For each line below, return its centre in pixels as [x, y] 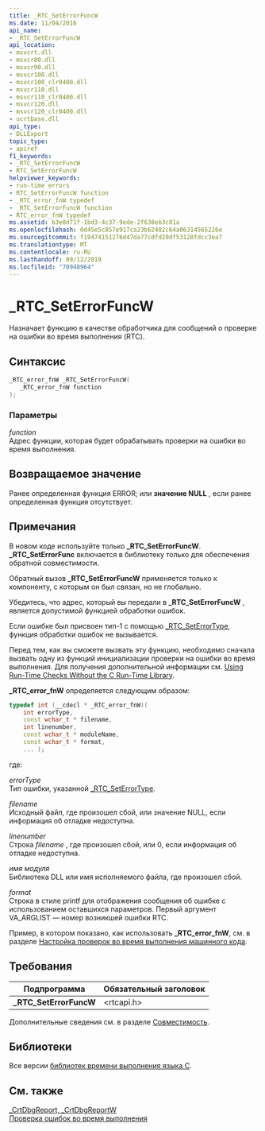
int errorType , [48, 712]
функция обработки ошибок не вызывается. [84, 634]
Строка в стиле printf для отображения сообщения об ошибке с [117, 901]
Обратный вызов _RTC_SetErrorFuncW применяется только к [113, 578]
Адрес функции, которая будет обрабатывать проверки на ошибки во [127, 441]
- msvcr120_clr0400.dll [48, 112]
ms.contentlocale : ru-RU [50, 252]
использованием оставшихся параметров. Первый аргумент [113, 909]
